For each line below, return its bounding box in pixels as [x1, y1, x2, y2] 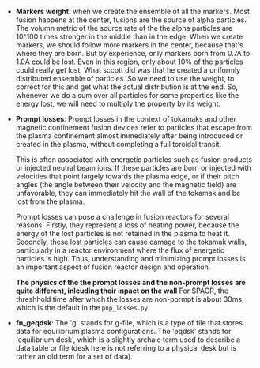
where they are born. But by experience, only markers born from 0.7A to [15, 49, 251, 58]
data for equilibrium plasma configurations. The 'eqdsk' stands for [15, 327, 232, 336]
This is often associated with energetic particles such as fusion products [15, 155, 253, 164]
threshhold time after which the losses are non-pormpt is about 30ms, [15, 295, 244, 303]
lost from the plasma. [15, 197, 85, 206]
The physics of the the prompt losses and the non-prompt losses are [15, 278, 247, 287]
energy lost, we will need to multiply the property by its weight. [15, 99, 221, 108]
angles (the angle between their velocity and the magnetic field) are [15, 180, 237, 189]
